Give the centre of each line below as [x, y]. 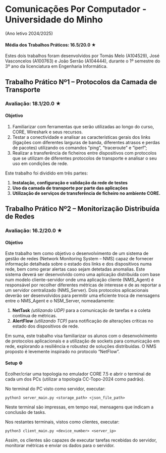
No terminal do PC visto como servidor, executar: [55, 389]
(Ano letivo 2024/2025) [29, 33]
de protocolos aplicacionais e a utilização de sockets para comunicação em [83, 341]
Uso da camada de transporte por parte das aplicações [70, 188]
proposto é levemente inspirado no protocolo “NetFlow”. [62, 352]
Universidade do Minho [54, 20]
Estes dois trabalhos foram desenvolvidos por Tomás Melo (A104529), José [82, 56]
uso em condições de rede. [40, 163]
